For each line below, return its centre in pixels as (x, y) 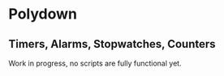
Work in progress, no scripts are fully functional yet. (95, 63)
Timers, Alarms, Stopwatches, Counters (112, 44)
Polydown (43, 14)
